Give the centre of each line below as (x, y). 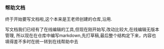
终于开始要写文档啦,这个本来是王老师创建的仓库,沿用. (59, 19)
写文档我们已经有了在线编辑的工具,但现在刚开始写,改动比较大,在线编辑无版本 (82, 30)
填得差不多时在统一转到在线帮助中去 (42, 42)
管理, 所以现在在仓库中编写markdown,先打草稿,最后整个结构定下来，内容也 (81, 35)
